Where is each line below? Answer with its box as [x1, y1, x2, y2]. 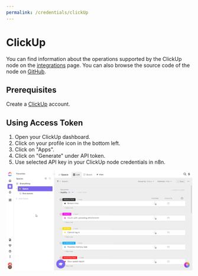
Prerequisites [6, 85, 57, 95]
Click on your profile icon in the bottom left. [14, 139, 121, 147]
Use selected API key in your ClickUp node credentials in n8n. [14, 158, 165, 165]
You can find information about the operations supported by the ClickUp [6, 55, 182, 62]
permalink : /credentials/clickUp [6, 9, 89, 15]
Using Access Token [6, 118, 83, 128]
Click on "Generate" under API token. [14, 152, 106, 160]
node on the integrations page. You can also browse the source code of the [6, 61, 190, 69]
